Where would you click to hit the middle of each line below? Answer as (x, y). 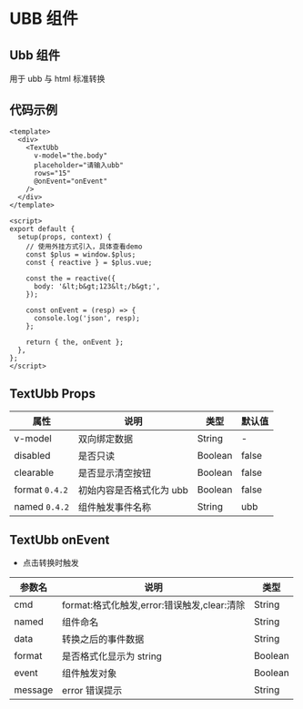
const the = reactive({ (71, 279)
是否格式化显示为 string (112, 656)
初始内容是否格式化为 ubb (133, 490)
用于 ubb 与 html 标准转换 (57, 79)
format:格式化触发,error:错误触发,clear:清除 (154, 605)
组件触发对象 (90, 674)
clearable (34, 472)
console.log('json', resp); (87, 318)
